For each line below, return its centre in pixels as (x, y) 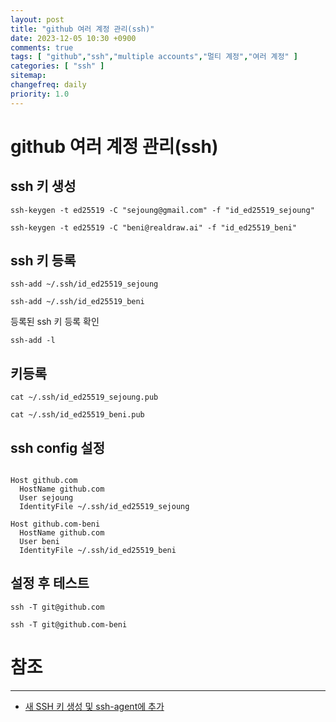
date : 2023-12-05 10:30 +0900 (73, 38)
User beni (39, 542)
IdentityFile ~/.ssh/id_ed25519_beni (98, 551)
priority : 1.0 (40, 94)
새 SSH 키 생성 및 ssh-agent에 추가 (94, 706)
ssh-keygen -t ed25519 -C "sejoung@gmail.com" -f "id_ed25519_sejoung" (162, 210)
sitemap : (28, 76)
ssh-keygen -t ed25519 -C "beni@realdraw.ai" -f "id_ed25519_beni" (154, 227)
